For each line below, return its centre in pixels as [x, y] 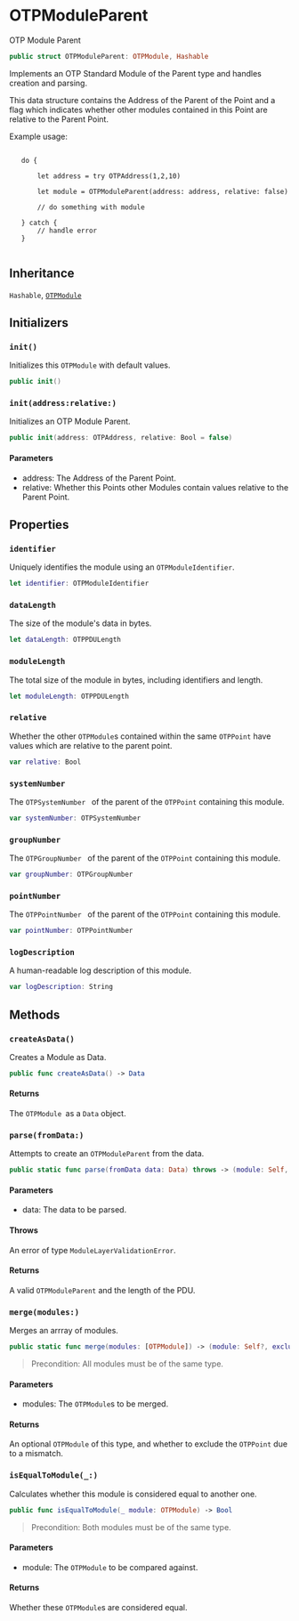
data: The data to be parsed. [74, 1210]
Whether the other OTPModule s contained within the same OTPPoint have [140, 736]
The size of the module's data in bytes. [81, 623]
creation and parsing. [48, 83]
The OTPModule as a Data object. [68, 1114]
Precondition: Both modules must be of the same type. [131, 1527]
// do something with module [91, 207]
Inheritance [42, 274]
